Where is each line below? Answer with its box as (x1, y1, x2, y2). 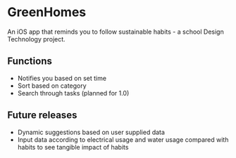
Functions (7, 55, 53, 67)
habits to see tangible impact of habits (17, 143, 129, 151)
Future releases (7, 110, 77, 121)
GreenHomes (7, 4, 87, 20)
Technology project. (7, 34, 66, 43)
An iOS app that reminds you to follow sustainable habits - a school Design (7, 27, 224, 36)
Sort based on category (17, 81, 87, 90)
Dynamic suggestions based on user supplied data (17, 128, 166, 136)
